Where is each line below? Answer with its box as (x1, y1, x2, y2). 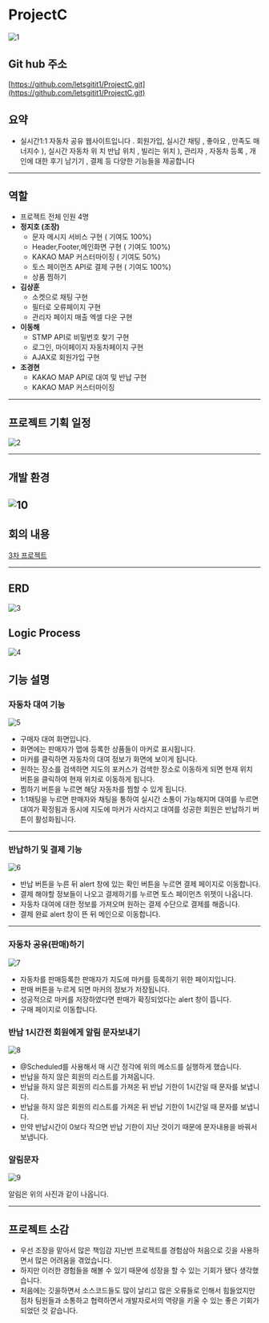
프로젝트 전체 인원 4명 (19, 212, 90, 222)
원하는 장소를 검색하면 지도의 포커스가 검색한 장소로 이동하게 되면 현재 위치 (19, 764, 254, 774)
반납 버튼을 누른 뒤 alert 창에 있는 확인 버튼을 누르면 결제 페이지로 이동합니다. (19, 879, 261, 889)
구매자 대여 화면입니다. (19, 735, 91, 744)
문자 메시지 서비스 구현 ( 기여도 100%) (31, 232, 152, 242)
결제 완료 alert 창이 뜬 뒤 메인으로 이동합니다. (19, 910, 161, 919)
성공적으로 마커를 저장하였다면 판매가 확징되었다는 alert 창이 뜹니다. (19, 994, 232, 1004)
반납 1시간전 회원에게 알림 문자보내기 (8, 1026, 141, 1037)
